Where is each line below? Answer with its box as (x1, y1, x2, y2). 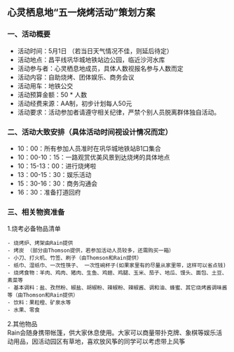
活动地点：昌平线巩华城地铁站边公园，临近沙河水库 (17, 55, 165, 64)
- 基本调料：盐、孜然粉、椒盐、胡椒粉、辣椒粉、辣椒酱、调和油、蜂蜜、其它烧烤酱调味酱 (7, 284, 228, 292)
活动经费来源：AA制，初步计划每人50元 (17, 99, 132, 107)
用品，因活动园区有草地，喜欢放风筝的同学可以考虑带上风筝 (13, 337, 186, 346)
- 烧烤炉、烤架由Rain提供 (7, 240, 74, 247)
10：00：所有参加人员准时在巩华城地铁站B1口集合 (17, 144, 161, 153)
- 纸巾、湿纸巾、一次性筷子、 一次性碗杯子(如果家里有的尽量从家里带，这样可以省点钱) (7, 262, 226, 269)
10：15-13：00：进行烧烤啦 (17, 162, 97, 170)
